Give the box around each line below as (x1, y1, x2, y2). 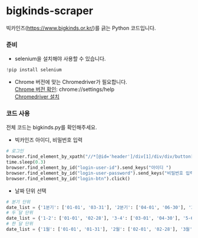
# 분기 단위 (6, 199, 31, 205)
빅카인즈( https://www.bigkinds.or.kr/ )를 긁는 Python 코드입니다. (6, 24, 156, 31)
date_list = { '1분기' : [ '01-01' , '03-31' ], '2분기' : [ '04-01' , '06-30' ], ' (6, 204, 192, 210)
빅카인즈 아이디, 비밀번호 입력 (14, 136, 83, 144)
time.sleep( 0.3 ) (6, 159, 46, 165)
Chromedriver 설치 (14, 93, 60, 100)
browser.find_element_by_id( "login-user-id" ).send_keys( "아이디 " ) (6, 165, 172, 171)
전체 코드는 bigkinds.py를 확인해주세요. (6, 124, 97, 131)
